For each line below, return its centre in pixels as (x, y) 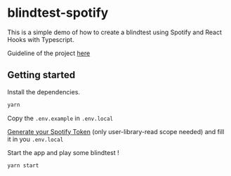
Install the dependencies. (44, 91)
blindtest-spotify (58, 13)
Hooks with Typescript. (41, 39)
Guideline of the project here (49, 53)
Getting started (41, 75)
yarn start (23, 166)
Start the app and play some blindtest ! (63, 152)
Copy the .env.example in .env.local (60, 118)
